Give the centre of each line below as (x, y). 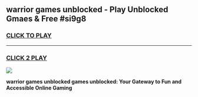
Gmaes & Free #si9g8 (46, 19)
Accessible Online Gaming (39, 88)
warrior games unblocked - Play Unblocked (87, 10)
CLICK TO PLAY (29, 36)
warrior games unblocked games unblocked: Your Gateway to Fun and (94, 81)
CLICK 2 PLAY (27, 58)
